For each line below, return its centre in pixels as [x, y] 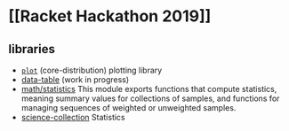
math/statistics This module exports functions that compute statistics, [149, 89]
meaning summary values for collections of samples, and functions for [150, 98]
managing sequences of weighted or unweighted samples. [128, 108]
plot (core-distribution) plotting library [92, 70]
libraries [32, 49]
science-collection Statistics [73, 117]
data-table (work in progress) [75, 80]
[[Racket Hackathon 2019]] [110, 16]
